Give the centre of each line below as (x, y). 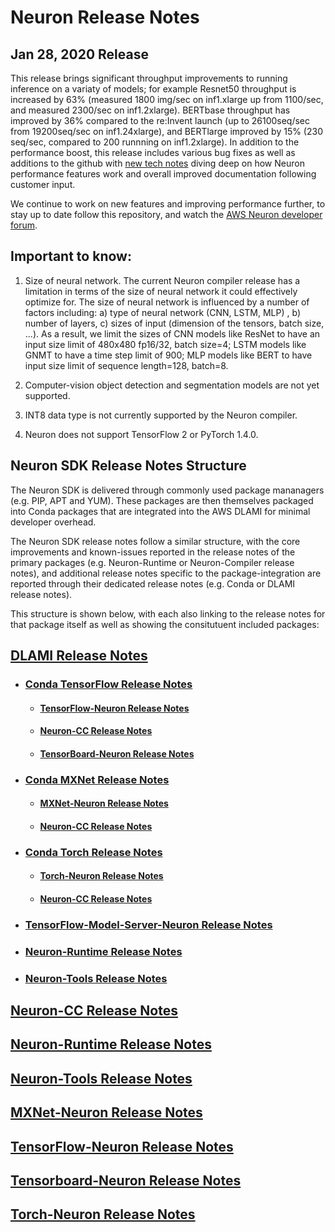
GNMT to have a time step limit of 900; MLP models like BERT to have (168, 355)
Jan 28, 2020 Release (79, 54)
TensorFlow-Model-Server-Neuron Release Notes (148, 924)
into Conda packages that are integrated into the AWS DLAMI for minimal (160, 511)
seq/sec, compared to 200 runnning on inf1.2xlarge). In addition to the (155, 142)
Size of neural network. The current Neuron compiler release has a (162, 280)
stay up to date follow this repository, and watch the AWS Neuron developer (166, 214)
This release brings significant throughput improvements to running (149, 78)
